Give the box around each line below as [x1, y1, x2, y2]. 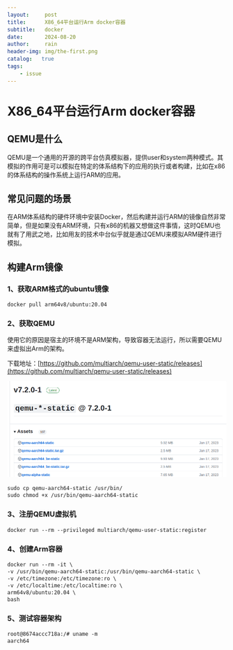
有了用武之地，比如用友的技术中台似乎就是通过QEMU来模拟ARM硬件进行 [13, 230, 223, 239]
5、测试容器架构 [7, 613, 62, 623]
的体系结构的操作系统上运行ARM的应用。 [7, 170, 125, 179]
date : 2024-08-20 [7, 34, 77, 40]
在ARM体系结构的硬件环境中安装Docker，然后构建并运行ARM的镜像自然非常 [7, 213, 226, 221]
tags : [7, 63, 23, 70]
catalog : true [7, 56, 54, 63]
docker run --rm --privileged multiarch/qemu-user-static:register [7, 526, 207, 533]
